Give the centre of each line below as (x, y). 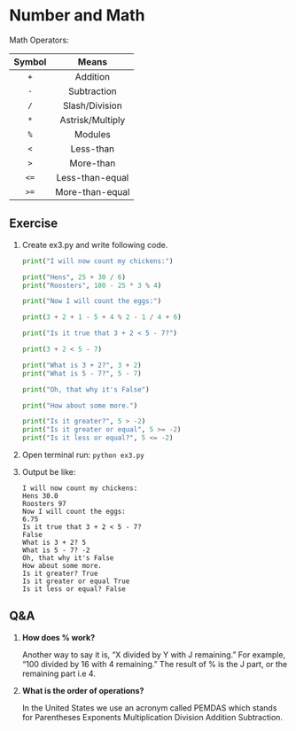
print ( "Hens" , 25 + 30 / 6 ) (74, 277)
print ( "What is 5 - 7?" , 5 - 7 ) (82, 373)
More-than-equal (92, 191)
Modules (92, 134)
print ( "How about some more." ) (80, 405)
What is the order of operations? (83, 690)
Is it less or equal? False (74, 589)
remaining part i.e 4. (58, 673)
